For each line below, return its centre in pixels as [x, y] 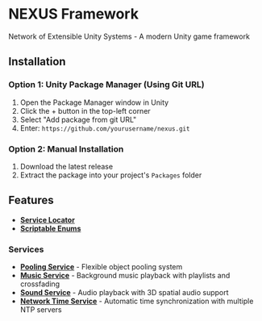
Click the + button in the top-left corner [85, 110]
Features [31, 200]
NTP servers [41, 310]
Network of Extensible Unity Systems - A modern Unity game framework [129, 36]
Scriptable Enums [50, 228]
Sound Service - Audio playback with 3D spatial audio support [124, 293]
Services [26, 249]
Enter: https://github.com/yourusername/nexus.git [105, 128]
